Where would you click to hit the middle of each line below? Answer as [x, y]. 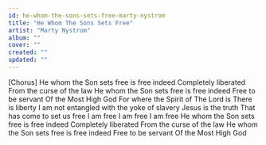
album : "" [25, 38]
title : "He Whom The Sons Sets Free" [71, 23]
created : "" [28, 52]
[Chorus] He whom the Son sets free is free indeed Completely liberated [127, 82]
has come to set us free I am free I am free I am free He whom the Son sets [131, 116]
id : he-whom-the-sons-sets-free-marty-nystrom [87, 15]
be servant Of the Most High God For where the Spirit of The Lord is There [130, 99]
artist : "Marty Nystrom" [49, 30]
